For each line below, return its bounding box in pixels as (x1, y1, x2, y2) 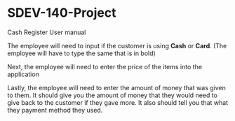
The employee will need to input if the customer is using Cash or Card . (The (7, 41, 227, 50)
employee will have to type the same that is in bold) (7, 49, 156, 57)
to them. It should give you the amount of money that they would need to (7, 91, 217, 99)
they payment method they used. (7, 106, 103, 114)
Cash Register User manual (7, 28, 86, 36)
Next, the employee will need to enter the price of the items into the (7, 62, 202, 71)
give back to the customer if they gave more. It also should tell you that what (7, 98, 229, 106)
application (7, 70, 40, 78)
